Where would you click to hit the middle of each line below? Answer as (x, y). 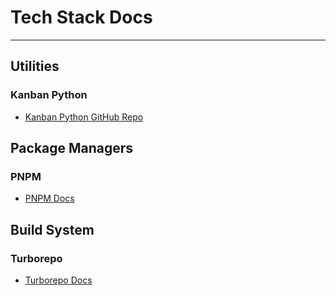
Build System (52, 229)
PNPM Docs (49, 198)
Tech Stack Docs (81, 17)
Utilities (35, 66)
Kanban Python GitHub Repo (84, 117)
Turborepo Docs (58, 280)
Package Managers (72, 148)
